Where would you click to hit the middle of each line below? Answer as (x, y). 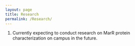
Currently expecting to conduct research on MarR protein (71, 33)
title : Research (22, 14)
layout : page (19, 10)
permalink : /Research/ (29, 19)
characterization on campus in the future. (55, 38)
